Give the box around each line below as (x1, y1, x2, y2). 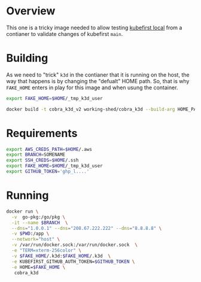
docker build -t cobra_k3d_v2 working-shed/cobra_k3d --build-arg (6, 106, 175, 112)
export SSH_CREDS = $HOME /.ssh (6, 157, 79, 163)
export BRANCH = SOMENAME (6, 151, 66, 158)
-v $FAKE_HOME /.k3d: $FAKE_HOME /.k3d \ (11, 253, 111, 259)
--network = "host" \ (11, 236, 60, 242)
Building (6, 51, 48, 65)
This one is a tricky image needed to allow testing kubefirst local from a (6, 24, 182, 31)
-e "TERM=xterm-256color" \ (11, 247, 82, 253)
